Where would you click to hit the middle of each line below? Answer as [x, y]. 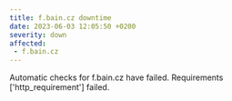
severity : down [38, 35]
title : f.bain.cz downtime [61, 18]
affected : [28, 43]
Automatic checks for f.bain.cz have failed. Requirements [116, 77]
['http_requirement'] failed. [60, 87]
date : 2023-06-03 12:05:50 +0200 [73, 26]
